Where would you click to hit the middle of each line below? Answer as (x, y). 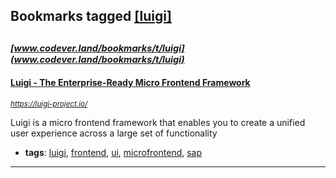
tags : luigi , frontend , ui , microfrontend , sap (113, 152)
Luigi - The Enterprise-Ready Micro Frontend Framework (130, 83)
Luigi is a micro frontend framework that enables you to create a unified (158, 122)
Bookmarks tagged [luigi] (91, 16)
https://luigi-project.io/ (49, 104)
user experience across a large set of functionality (114, 133)
